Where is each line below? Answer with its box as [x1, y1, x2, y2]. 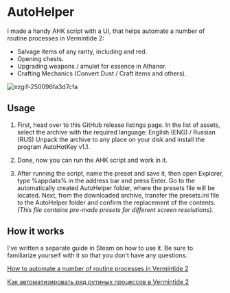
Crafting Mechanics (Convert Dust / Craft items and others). [16, 69, 187, 78]
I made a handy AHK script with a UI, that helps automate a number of [7, 27, 205, 35]
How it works [7, 226, 65, 237]
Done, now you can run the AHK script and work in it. [16, 156, 168, 164]
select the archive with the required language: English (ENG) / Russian [16, 128, 216, 136]
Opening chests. [16, 54, 64, 62]
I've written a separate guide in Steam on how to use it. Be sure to [7, 244, 194, 252]
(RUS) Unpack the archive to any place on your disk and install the [16, 135, 205, 143]
